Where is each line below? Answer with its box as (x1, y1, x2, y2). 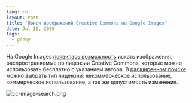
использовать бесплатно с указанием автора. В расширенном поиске (6, 66, 187, 72)
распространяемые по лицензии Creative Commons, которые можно (6, 59, 182, 66)
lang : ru (6, 8, 28, 15)
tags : (6, 31, 20, 37)
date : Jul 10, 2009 (6, 25, 55, 32)
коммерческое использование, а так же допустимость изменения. (6, 78, 178, 86)
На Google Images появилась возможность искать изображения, (6, 53, 173, 60)
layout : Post (6, 14, 39, 20)
